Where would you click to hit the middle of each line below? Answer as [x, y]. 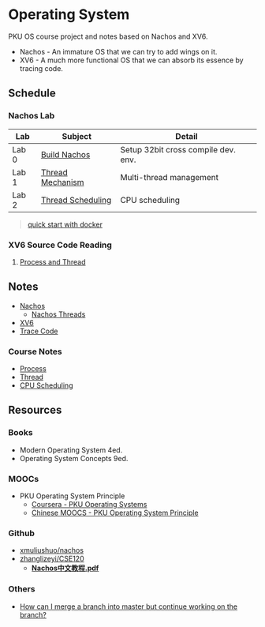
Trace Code [39, 331]
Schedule [32, 94]
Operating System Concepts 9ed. [74, 458]
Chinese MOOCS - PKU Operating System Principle [115, 513]
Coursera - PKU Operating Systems [89, 505]
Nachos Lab [32, 116]
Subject [77, 136]
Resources [35, 410]
